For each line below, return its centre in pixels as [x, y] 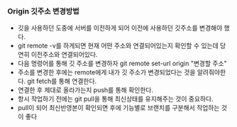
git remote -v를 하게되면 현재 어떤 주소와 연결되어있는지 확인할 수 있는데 [118, 46]
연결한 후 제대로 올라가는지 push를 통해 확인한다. [86, 90]
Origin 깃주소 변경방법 [43, 11]
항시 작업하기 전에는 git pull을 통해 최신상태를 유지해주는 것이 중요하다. [116, 99]
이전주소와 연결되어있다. [64, 55]
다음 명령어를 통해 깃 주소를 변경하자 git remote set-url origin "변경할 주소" [122, 63]
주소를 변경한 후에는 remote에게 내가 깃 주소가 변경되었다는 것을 [106, 72]
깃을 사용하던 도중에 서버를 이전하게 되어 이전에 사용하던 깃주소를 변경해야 [120, 28]
